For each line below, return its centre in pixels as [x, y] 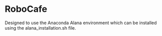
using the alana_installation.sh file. [40, 28]
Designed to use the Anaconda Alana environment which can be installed [81, 23]
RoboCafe [26, 9]
